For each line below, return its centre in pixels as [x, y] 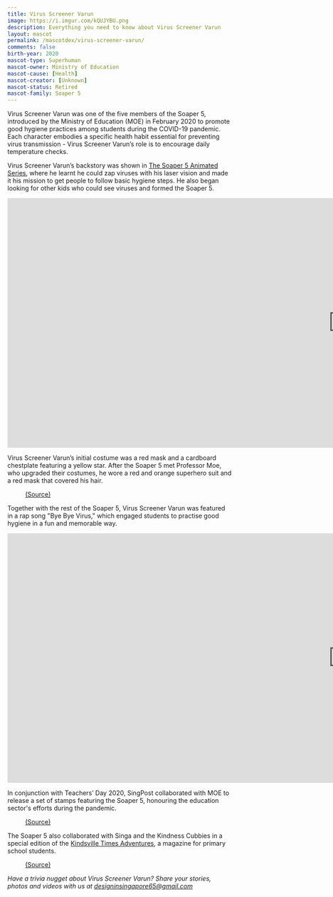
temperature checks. [38, 152]
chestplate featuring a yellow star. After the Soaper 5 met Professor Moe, [115, 466]
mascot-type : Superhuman [44, 61]
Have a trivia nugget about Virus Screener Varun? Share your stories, [109, 878]
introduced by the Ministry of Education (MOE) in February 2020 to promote [118, 121]
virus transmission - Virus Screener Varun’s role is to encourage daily [109, 144]
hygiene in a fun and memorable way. [62, 523]
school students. [32, 851]
